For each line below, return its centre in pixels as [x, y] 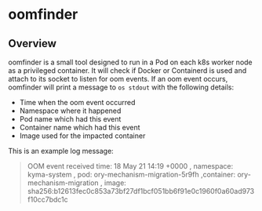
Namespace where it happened [70, 111]
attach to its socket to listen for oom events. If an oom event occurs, [118, 79]
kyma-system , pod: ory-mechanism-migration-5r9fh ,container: [131, 175]
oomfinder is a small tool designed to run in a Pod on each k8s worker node [130, 62]
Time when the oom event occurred [77, 102]
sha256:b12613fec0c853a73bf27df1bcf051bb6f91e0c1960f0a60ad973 [141, 191]
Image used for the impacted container [82, 136]
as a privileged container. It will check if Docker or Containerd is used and [127, 71]
